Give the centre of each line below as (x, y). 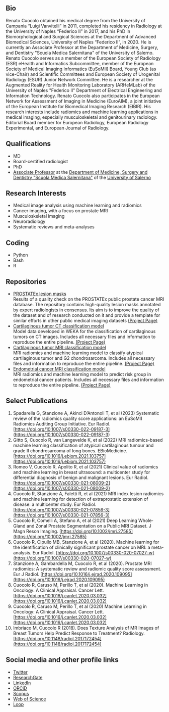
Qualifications (28, 144)
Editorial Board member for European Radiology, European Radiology (77, 122)
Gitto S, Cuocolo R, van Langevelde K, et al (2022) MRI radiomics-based (88, 440)
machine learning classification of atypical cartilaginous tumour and (83, 445)
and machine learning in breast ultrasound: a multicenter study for (81, 472)
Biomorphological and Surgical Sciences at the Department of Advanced (81, 36)
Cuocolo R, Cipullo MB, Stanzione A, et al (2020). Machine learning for (86, 542)
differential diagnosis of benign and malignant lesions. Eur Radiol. (81, 478)
